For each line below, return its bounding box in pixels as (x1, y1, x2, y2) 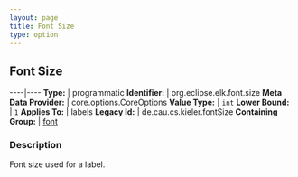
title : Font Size (9, 22, 75, 31)
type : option (9, 30, 59, 39)
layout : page (9, 13, 59, 23)
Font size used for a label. (9, 159, 106, 170)
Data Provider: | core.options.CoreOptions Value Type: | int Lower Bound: (9, 97, 290, 108)
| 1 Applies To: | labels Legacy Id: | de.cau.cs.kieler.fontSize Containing (9, 107, 278, 117)
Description (9, 139, 62, 152)
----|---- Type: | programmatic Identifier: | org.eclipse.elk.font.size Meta (9, 88, 283, 98)
